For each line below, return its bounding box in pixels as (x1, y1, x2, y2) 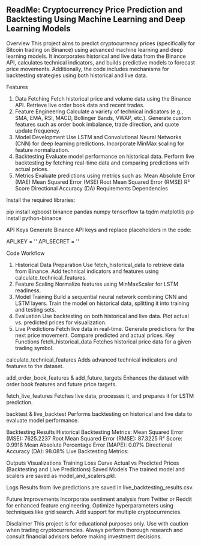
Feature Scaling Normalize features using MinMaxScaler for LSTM (14, 280, 179, 287)
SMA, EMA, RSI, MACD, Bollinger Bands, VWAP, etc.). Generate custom (14, 114, 191, 121)
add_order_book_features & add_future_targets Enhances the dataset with (6, 374, 189, 381)
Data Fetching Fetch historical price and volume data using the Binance (14, 95, 191, 102)
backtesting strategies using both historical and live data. (6, 72, 148, 79)
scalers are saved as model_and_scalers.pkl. (6, 472, 116, 479)
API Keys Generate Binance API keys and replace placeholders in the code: (6, 226, 192, 233)
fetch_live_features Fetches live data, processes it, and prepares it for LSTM (6, 392, 194, 400)
